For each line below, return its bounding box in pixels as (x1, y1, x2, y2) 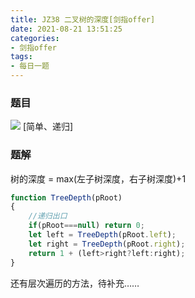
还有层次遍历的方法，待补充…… (10, 277, 140, 289)
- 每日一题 (10, 61, 50, 71)
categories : (10, 33, 60, 43)
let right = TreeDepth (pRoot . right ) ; (28, 239, 186, 249)
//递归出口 (28, 211, 68, 221)
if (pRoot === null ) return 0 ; (28, 221, 145, 231)
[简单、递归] (22, 121, 74, 133)
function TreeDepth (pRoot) (10, 192, 123, 203)
